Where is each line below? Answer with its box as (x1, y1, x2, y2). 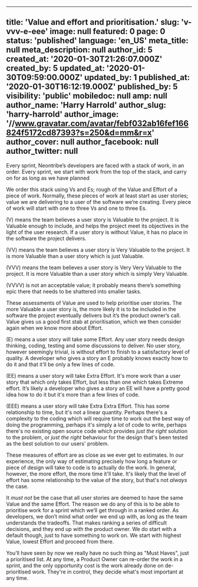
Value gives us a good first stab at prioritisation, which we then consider (6, 318, 181, 325)
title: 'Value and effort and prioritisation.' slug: (6, 17, 180, 27)
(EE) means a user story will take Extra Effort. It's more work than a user (6, 372, 181, 379)
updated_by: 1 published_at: (84, 72, 190, 83)
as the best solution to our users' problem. (6, 440, 109, 447)
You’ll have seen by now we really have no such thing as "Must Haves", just (6, 549, 190, 556)
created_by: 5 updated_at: (6, 63, 105, 74)
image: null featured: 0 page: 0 (49, 27, 166, 37)
